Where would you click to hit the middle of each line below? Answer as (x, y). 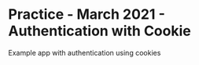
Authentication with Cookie (99, 31)
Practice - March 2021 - (87, 14)
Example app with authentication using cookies (85, 52)
